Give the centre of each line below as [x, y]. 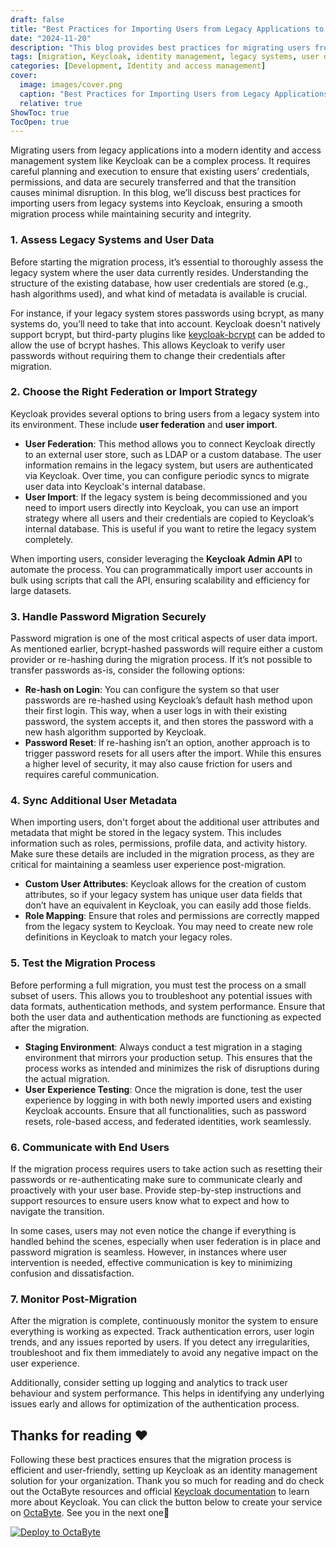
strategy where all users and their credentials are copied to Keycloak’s [169, 518]
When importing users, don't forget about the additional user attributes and [165, 822]
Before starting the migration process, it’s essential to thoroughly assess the [167, 262]
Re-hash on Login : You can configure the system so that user [152, 690]
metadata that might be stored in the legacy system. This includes [146, 833]
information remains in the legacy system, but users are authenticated [169, 465]
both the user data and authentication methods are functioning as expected [166, 1017]
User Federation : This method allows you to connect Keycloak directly [170, 443]
